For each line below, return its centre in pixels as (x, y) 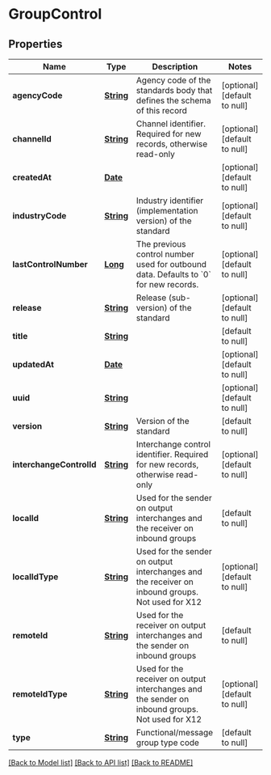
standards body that (174, 90)
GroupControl (55, 14)
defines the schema (173, 100)
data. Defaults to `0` (173, 274)
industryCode (40, 216)
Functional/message (175, 733)
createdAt (32, 177)
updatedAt (33, 364)
